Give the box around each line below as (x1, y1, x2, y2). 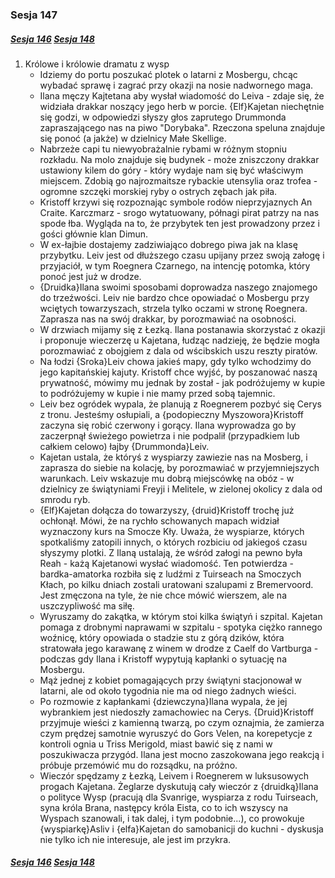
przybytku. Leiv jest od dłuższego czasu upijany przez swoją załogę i (39, 249, 325, 261)
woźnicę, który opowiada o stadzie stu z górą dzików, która (39, 631, 285, 643)
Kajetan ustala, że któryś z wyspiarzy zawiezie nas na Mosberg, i (39, 451, 308, 463)
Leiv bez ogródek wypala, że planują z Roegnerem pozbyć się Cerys (39, 398, 322, 410)
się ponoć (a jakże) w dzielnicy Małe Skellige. (39, 132, 227, 144)
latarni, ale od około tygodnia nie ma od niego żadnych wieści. (39, 684, 297, 697)
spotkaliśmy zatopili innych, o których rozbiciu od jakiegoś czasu (39, 536, 308, 548)
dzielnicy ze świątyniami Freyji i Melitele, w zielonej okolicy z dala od (39, 483, 323, 495)
